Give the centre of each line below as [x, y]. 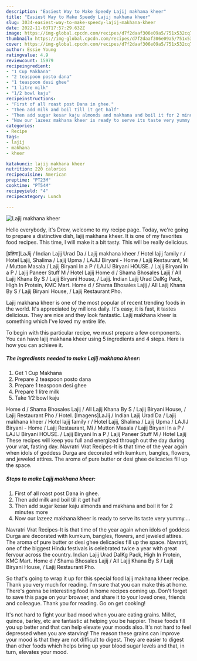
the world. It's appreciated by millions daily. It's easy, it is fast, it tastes [91, 309]
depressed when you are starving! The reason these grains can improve [93, 633]
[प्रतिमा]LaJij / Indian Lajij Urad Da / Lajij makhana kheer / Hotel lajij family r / [96, 253]
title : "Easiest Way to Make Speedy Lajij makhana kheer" [78, 17]
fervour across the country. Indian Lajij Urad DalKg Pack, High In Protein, [94, 555]
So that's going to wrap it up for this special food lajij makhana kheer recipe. [98, 578]
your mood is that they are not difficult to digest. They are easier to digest [95, 640]
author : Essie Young [31, 50]
